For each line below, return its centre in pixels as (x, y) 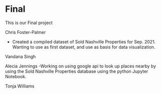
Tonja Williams (20, 86)
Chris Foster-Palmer (25, 32)
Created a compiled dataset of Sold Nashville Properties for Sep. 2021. (84, 42)
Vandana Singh (20, 56)
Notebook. (16, 76)
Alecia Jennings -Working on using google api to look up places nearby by (80, 66)
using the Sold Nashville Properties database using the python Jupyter (77, 71)
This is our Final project (29, 23)
